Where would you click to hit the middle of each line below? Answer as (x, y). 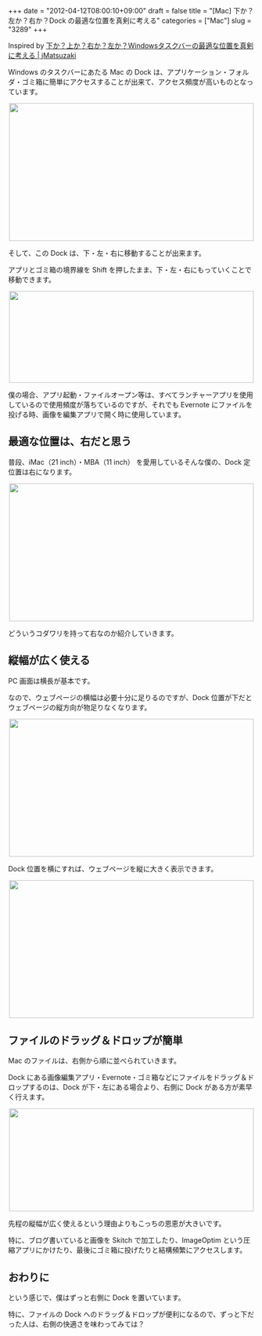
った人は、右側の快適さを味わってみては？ (77, 1324)
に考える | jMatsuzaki (42, 55)
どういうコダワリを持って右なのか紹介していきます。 (93, 633)
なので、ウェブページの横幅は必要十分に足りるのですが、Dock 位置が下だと (130, 697)
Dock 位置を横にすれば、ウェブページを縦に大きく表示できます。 (113, 868)
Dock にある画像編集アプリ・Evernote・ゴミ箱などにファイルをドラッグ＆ (128, 1078)
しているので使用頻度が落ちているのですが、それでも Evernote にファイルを (130, 405)
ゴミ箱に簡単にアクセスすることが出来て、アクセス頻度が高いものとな (134, 82)
